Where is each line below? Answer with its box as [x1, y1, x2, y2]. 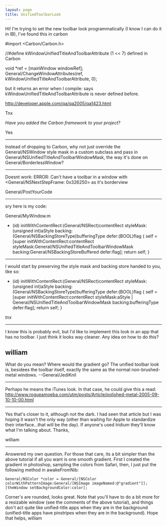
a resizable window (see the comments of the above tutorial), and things [5, 499, 154, 506]
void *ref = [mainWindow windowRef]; [5, 65, 83, 71]
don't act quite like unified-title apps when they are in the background [5, 505, 148, 511]
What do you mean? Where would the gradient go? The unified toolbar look [5, 362, 160, 368]
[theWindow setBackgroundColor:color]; [5, 485, 88, 491]
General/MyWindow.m [5, 213, 51, 219]
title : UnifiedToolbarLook [5, 12, 61, 17]
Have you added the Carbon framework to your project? [5, 120, 121, 126]
